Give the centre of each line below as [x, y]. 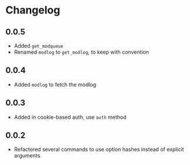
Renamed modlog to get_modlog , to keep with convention [81, 52]
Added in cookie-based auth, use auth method [70, 117]
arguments [27, 156]
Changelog [33, 10]
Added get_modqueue [39, 46]
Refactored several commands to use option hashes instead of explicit [99, 149]
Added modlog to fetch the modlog [55, 84]
